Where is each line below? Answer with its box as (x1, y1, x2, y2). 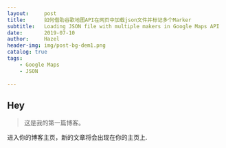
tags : (7, 55, 23, 62)
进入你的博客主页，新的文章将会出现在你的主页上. (7, 134, 148, 142)
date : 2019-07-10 (7, 29, 76, 36)
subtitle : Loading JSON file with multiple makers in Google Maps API (7, 23, 220, 30)
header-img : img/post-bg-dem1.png (7, 42, 106, 49)
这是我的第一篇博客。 (23, 118, 84, 127)
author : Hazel (7, 36, 60, 43)
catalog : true (7, 49, 48, 56)
